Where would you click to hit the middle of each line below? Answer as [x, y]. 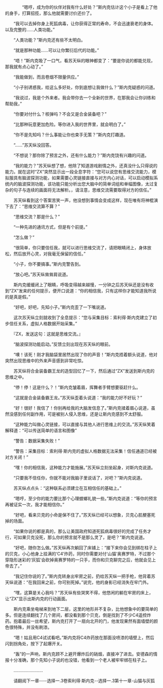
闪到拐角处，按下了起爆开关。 [35, 644]
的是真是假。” [18, 297]
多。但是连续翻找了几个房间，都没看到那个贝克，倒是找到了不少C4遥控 [76, 615]
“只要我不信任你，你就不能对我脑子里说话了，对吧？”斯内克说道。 [79, 478]
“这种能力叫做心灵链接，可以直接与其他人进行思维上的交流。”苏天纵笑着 [84, 424]
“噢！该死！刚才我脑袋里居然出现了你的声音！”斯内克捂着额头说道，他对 [85, 354]
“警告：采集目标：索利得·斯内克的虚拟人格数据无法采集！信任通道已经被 [85, 451]
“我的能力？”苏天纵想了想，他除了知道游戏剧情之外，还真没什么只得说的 [85, 166]
